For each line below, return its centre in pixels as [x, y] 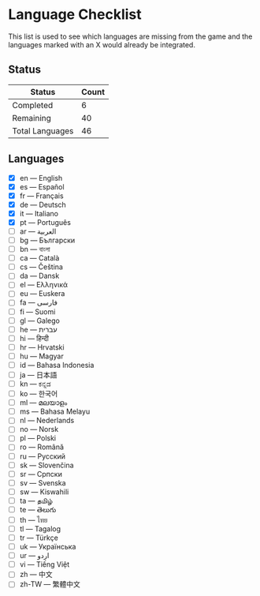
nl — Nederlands [47, 421]
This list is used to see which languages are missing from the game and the [130, 36]
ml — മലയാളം [43, 403]
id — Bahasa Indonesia [57, 365]
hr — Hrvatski [42, 347]
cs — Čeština [41, 267]
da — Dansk [39, 276]
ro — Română [42, 447]
